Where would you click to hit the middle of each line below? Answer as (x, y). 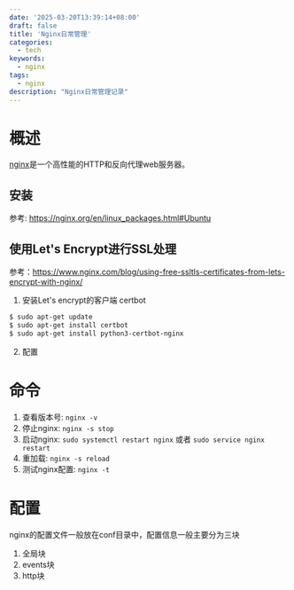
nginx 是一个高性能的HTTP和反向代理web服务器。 (100, 164)
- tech (29, 51)
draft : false (33, 26)
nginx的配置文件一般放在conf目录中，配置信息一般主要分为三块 (125, 534)
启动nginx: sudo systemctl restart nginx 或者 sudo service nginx (143, 439)
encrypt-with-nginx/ (46, 282)
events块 (38, 564)
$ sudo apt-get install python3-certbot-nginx (97, 334)
